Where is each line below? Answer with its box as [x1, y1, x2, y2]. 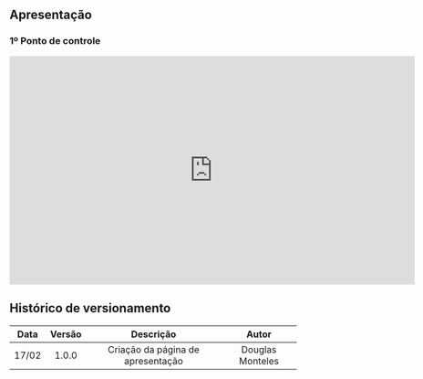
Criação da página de [108, 342, 201, 355]
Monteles [238, 354, 280, 367]
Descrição [130, 328, 177, 341]
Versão [49, 328, 82, 341]
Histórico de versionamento [9, 300, 171, 316]
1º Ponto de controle [9, 35, 101, 47]
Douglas [241, 342, 277, 355]
